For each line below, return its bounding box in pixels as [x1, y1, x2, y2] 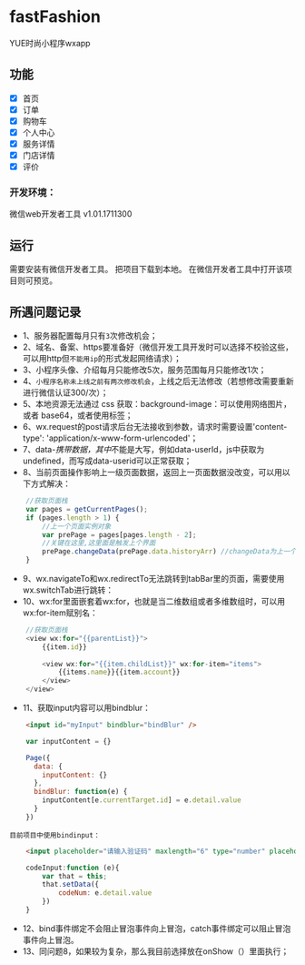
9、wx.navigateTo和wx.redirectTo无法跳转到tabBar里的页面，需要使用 [22, 574, 285, 584]
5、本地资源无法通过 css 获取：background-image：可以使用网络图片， [22, 399, 292, 410]
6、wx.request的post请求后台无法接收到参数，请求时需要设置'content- [22, 422, 288, 432]
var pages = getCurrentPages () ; [25, 504, 148, 513]
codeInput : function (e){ [25, 863, 120, 872]
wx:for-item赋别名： [22, 607, 98, 618]
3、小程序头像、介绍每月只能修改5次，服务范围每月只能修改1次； [22, 364, 267, 375]
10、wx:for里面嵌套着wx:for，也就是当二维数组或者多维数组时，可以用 [22, 596, 286, 607]
